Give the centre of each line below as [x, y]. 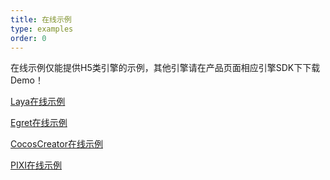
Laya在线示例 [38, 102]
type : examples [42, 29]
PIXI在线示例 [36, 165]
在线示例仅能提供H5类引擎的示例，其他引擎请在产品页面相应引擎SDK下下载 [165, 68]
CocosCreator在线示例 [56, 144]
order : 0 [28, 38]
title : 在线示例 [41, 19]
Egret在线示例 [39, 123]
